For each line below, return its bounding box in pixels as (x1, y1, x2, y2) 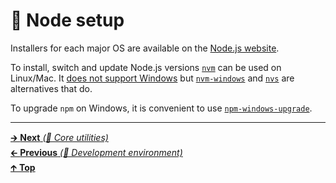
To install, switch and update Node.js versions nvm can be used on (10, 61, 282, 73)
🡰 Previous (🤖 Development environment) (10, 146, 183, 158)
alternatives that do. (10, 82, 93, 94)
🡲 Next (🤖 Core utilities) (10, 131, 109, 143)
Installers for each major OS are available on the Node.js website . (10, 42, 280, 54)
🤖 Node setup (10, 9, 125, 32)
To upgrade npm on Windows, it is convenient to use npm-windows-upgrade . (10, 102, 313, 114)
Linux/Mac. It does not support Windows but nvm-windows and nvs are (10, 72, 295, 84)
